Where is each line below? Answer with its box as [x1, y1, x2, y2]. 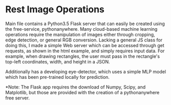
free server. [5, 95, 30, 101]
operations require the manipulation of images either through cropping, [5, 31, 155, 37]
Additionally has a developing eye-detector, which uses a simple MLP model [5, 68, 166, 75]
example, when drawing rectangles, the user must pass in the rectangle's [5, 53, 160, 59]
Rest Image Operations [5, 4, 105, 15]
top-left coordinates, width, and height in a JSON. [5, 58, 110, 65]
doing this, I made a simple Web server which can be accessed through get [5, 42, 165, 48]
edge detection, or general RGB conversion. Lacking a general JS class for [5, 37, 163, 43]
